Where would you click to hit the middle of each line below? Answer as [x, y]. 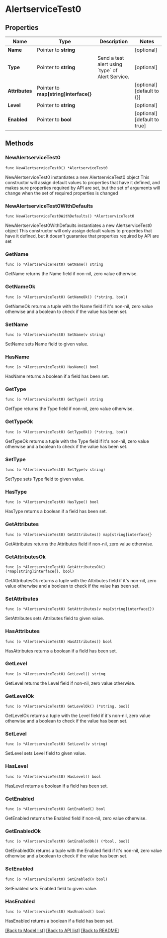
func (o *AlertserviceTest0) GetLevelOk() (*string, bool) [68, 707]
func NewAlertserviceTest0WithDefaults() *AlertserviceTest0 [70, 216]
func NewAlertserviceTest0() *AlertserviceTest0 [56, 168]
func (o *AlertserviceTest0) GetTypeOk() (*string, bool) [66, 432]
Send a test [111, 58]
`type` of [108, 70]
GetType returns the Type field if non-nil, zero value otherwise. [70, 409]
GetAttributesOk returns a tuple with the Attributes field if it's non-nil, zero [81, 580]
